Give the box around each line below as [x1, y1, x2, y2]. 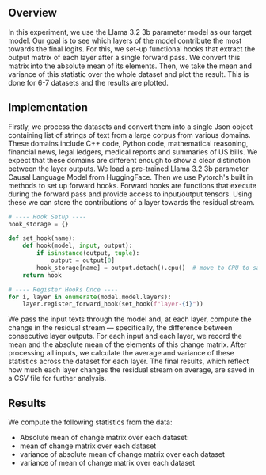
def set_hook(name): [8, 234, 77, 242]
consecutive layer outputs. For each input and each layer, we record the [8, 332, 243, 341]
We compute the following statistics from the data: [8, 417, 173, 427]
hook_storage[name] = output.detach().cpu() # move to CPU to [36, 264, 249, 272]
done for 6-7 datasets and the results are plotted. [8, 78, 169, 87]
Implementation [8, 101, 89, 114]
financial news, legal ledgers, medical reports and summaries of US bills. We [8, 146, 258, 157]
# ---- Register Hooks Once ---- [8, 285, 119, 294]
